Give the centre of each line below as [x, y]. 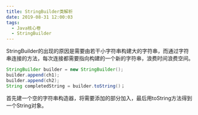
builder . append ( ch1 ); [33, 75]
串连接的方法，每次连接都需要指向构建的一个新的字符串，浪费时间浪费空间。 [100, 58]
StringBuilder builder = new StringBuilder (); [65, 70]
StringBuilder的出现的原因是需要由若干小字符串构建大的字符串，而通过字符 [98, 51]
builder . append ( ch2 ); [33, 80]
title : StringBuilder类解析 [40, 11]
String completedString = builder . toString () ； [66, 86]
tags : [13, 22]
